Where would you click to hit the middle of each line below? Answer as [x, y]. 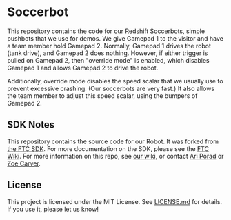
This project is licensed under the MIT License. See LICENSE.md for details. [115, 201]
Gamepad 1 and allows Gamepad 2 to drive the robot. [83, 68]
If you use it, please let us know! [53, 209]
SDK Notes [31, 125]
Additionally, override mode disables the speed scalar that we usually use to [115, 81]
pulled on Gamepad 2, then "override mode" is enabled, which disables [109, 60]
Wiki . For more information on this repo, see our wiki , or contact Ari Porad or [115, 156]
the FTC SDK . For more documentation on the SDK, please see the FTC [108, 148]
